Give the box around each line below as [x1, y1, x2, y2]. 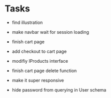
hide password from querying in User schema [11, 87, 106, 93]
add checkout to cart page [11, 48, 67, 54]
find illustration [11, 19, 43, 25]
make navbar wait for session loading [11, 29, 89, 35]
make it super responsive [11, 77, 64, 83]
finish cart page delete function [11, 68, 77, 74]
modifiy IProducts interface [11, 58, 68, 64]
